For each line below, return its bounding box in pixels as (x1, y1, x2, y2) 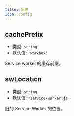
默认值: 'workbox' (12, 50, 48, 56)
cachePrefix (5, 30, 43, 39)
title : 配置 (5, 7, 28, 12)
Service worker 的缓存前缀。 (5, 60, 63, 67)
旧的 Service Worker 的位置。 (5, 106, 65, 112)
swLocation (5, 75, 42, 83)
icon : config (5, 12, 32, 17)
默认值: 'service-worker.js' (12, 95, 70, 101)
